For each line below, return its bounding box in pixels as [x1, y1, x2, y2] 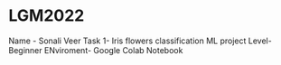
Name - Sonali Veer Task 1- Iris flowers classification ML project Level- [8, 35, 272, 46]
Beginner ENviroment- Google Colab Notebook [8, 44, 183, 55]
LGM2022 [8, 5, 85, 26]
